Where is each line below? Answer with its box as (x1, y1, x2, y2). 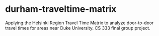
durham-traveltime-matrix (5, 3, 117, 15)
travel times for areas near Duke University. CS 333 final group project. (5, 25, 151, 31)
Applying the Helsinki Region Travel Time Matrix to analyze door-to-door (5, 20, 154, 26)
